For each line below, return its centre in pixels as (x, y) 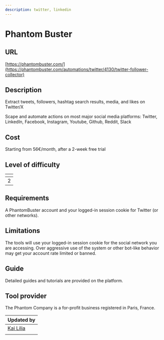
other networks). (22, 215)
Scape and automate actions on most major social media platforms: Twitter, (81, 117)
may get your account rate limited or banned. (51, 253)
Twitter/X (14, 107)
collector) (15, 74)
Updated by (22, 320)
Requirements (27, 198)
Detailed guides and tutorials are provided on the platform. (64, 280)
